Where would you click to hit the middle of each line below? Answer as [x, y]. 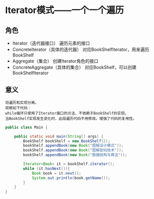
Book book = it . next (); [56, 173]
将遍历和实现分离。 [22, 102]
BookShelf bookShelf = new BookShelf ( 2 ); [67, 141]
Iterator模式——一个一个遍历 [65, 10]
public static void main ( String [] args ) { [59, 136]
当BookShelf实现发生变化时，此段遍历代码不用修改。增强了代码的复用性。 [71, 118]
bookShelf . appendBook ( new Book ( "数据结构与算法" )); [75, 155]
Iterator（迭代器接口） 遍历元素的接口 [51, 43]
